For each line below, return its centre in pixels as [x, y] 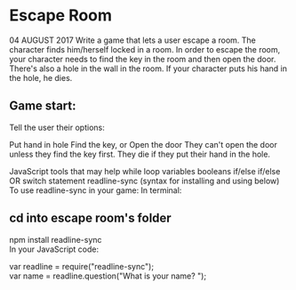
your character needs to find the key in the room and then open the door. [143, 59]
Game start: [43, 106]
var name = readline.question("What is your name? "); [108, 276]
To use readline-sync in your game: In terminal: [96, 190]
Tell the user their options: [57, 127]
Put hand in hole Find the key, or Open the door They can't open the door [143, 144]
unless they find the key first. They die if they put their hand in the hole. [140, 154]
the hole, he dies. [41, 77]
